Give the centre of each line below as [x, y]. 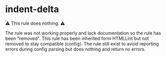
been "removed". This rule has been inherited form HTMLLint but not [77, 38]
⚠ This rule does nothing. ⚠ [35, 23]
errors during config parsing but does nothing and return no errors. [75, 49]
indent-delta [32, 9]
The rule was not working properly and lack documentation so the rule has [83, 33]
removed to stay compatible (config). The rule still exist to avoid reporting [82, 43]
